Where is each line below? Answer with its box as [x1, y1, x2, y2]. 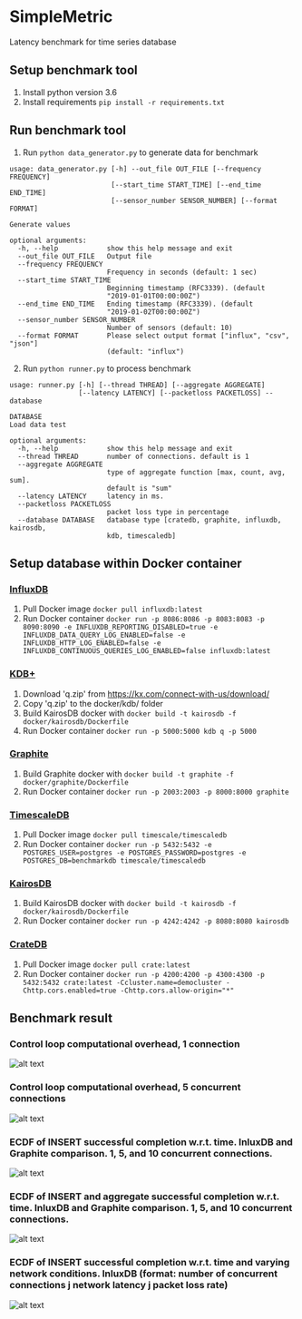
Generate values [9, 220, 71, 229]
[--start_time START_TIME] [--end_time [110, 180, 261, 190]
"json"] [9, 338, 39, 348]
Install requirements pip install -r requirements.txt [22, 96, 225, 107]
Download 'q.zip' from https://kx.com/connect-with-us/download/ [22, 688, 270, 699]
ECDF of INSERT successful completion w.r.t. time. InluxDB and [9, 1136, 293, 1148]
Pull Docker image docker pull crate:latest [22, 959, 190, 970]
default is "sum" [106, 484, 172, 493]
